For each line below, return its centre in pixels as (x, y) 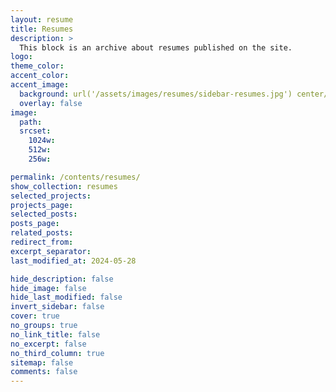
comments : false (44, 372)
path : (31, 122)
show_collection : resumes (64, 186)
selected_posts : (44, 214)
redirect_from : (42, 242)
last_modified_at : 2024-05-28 (73, 261)
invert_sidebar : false (57, 307)
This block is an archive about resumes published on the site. (156, 47)
